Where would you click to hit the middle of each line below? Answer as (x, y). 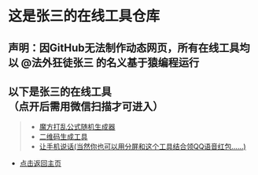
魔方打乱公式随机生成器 (77, 127)
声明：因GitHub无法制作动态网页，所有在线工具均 (129, 48)
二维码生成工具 (63, 137)
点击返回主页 (40, 163)
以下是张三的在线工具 (60, 91)
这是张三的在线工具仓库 (84, 16)
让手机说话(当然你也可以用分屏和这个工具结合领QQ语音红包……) (142, 147)
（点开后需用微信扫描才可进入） (86, 106)
